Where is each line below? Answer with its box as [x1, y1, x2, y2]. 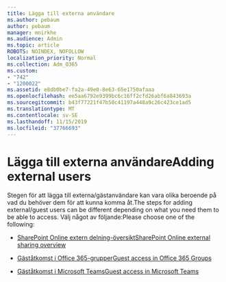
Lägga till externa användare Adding [7, 154, 214, 170]
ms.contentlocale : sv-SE [7, 112, 78, 118]
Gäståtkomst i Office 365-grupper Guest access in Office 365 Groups [16, 254, 212, 262]
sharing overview [16, 241, 66, 249]
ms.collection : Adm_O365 [7, 61, 78, 68]
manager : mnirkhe [7, 29, 57, 36]
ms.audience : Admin [7, 36, 63, 42]
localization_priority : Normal [7, 55, 97, 62]
